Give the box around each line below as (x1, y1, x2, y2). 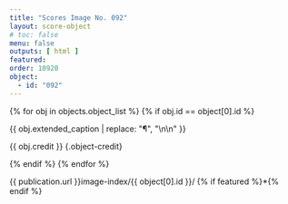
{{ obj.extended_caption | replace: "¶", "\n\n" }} (9, 123, 186, 134)
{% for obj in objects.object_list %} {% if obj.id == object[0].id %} (9, 105, 255, 116)
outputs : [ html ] (9, 47, 79, 56)
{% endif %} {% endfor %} (9, 158, 110, 169)
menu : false (9, 38, 55, 48)
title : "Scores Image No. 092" (9, 13, 128, 23)
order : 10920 (9, 64, 59, 73)
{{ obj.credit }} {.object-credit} (9, 141, 123, 151)
